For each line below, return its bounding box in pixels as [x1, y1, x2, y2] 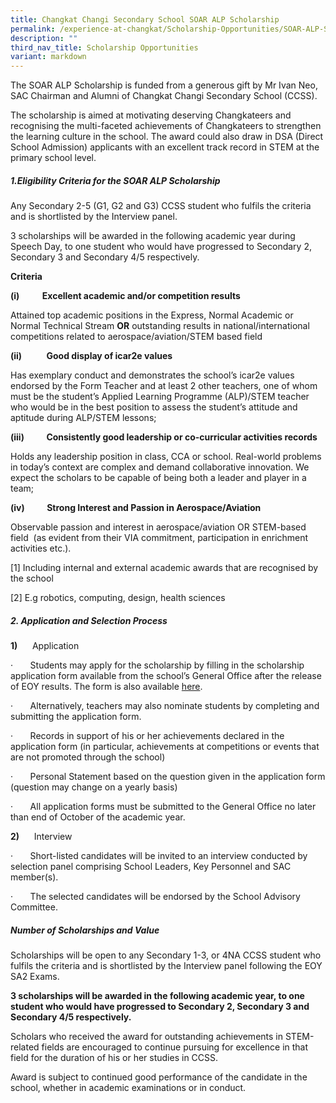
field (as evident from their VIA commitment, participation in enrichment [10, 532, 309, 544]
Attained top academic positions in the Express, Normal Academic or [10, 309, 294, 321]
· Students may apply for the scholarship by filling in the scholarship [10, 659, 305, 671]
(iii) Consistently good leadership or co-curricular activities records [10, 431, 318, 443]
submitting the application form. [10, 711, 142, 723]
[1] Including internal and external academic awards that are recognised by [10, 562, 319, 574]
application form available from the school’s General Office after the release [10, 670, 322, 682]
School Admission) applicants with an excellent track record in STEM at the [10, 141, 320, 153]
